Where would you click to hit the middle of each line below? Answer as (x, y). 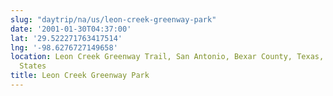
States (33, 66)
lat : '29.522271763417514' (66, 38)
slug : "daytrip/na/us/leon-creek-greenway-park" (113, 19)
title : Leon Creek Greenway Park (80, 76)
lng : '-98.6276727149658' (64, 47)
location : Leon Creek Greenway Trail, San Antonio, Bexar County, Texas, (167, 57)
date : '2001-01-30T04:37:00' (71, 29)
